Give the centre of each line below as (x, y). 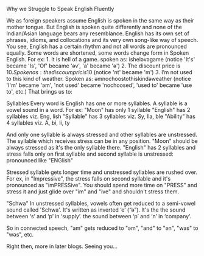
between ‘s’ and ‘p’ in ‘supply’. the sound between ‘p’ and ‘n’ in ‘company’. (99, 216)
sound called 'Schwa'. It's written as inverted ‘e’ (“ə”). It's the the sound (96, 210)
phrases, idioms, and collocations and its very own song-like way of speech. (102, 40)
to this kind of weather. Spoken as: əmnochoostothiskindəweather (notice (99, 79)
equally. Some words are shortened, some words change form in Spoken (98, 53)
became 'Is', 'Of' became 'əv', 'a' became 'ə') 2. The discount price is (93, 66)
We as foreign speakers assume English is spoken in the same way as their (100, 20)
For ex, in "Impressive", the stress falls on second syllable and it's (89, 178)
